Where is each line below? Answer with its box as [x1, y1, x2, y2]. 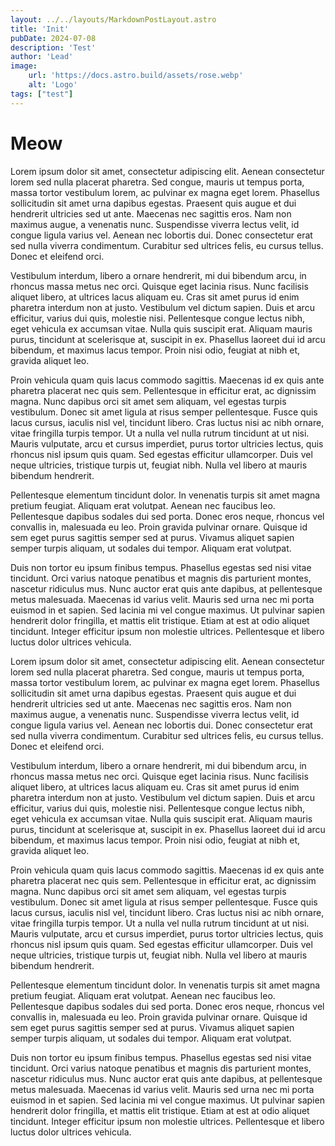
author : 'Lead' [10, 52, 74, 62]
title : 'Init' [10, 24, 70, 34]
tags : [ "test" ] [10, 89, 74, 99]
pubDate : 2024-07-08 [10, 33, 97, 43]
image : [10, 61, 38, 71]
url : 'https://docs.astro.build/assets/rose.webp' [28, 71, 244, 81]
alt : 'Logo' [28, 80, 78, 90]
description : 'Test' [10, 42, 97, 53]
